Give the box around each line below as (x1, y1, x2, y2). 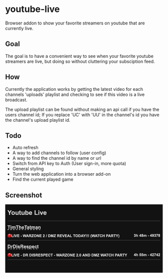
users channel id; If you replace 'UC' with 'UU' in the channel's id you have (5, 111, 159, 118)
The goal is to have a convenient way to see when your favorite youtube (5, 53, 154, 59)
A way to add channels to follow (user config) (12, 150, 106, 156)
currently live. (5, 25, 33, 31)
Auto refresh (12, 145, 38, 151)
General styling (12, 166, 44, 172)
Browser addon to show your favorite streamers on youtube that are (5, 20, 145, 26)
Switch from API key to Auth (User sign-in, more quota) (12, 161, 126, 167)
